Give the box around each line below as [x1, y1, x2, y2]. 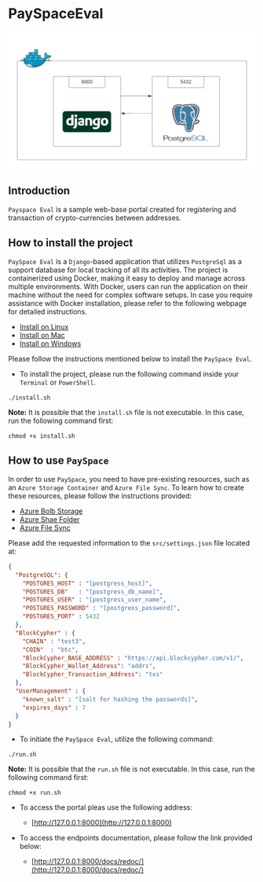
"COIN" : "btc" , [22, 645, 79, 653]
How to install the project [8, 236, 133, 249]
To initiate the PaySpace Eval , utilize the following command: [19, 734, 214, 744]
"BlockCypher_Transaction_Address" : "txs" [22, 671, 163, 678]
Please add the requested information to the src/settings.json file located [8, 538, 250, 547]
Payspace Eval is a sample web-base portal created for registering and [8, 205, 236, 215]
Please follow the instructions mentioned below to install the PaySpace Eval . [8, 355, 253, 364]
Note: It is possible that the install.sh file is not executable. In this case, [8, 408, 245, 417]
